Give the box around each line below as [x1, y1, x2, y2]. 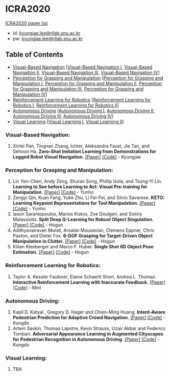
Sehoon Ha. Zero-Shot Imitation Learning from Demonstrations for [12, 148, 157, 154]
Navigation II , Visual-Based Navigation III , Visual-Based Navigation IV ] [12, 69, 160, 75]
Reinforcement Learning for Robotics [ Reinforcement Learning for [12, 96, 151, 103]
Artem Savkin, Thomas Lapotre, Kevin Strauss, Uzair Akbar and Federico [12, 325, 166, 331]
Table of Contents [5, 50, 64, 59]
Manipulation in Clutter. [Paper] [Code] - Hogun [12, 238, 115, 244]
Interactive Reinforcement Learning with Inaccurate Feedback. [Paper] [12, 279, 166, 285]
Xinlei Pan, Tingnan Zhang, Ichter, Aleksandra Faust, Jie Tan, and [12, 143, 150, 149]
